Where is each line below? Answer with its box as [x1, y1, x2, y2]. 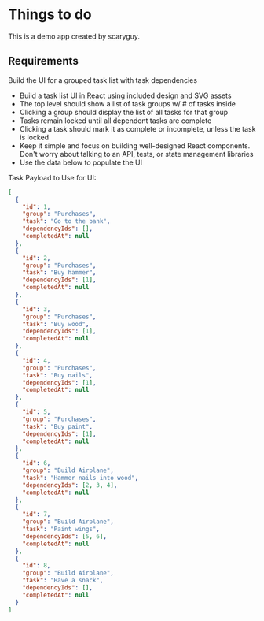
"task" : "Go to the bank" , [22, 218, 111, 225]
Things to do [8, 6, 92, 24]
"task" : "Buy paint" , [22, 422, 93, 430]
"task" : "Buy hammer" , [22, 269, 97, 277]
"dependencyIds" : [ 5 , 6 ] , [22, 532, 108, 541]
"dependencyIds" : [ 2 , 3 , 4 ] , [22, 481, 118, 489]
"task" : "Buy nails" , [22, 371, 93, 379]
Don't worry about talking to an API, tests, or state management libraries [19, 149, 254, 158]
